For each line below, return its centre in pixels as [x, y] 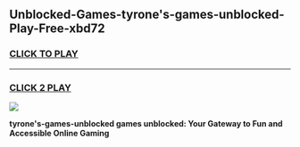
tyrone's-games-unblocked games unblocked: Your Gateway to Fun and [146, 123]
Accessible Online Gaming [59, 133]
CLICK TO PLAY [44, 54]
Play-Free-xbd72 [57, 29]
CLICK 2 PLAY [40, 87]
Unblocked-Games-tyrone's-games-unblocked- [147, 15]
